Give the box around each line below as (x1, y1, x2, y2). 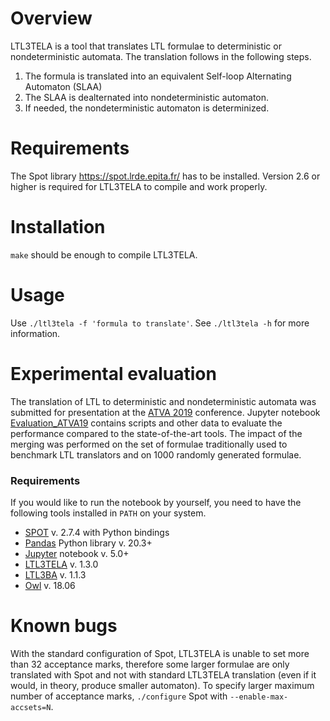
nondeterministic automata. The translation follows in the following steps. (10, 50, 312, 62)
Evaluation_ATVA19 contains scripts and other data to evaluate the (10, 417, 283, 429)
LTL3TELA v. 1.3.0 (24, 558, 99, 570)
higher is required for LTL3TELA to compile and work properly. (10, 180, 268, 192)
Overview (10, 7, 93, 30)
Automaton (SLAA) (24, 80, 103, 92)
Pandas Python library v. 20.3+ (24, 537, 153, 549)
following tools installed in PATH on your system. (10, 507, 207, 519)
